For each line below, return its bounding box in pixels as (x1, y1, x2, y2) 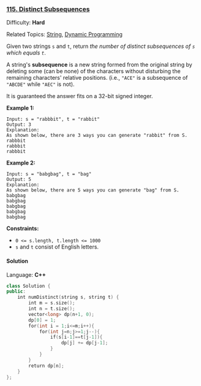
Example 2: (6, 159, 36, 167)
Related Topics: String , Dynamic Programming (6, 31, 123, 38)
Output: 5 (6, 177, 32, 183)
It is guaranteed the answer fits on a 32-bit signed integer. (6, 93, 153, 100)
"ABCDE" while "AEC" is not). (6, 80, 75, 88)
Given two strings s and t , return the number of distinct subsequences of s (6, 42, 195, 50)
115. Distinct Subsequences (6, 5, 90, 14)
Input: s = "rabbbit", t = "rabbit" (6, 116, 100, 123)
